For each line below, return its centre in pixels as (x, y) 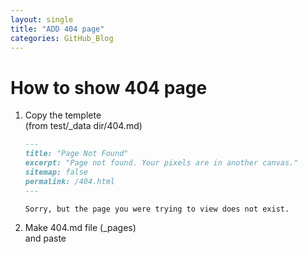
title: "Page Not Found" (76, 154)
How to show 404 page (109, 87)
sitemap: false (56, 172)
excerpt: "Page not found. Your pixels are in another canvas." (161, 163)
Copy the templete (63, 115)
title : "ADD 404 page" (57, 29)
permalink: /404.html (69, 181)
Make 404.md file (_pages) (80, 228)
